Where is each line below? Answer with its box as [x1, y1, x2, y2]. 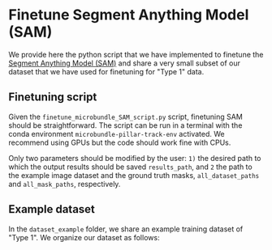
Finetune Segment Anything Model [8, 6, 249, 24]
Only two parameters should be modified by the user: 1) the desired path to [8, 153, 261, 163]
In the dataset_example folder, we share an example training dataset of [8, 224, 244, 234]
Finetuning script [8, 91, 97, 104]
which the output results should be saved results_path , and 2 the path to [8, 162, 253, 172]
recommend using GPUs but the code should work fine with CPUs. [8, 138, 231, 147]
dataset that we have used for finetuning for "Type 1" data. [8, 66, 205, 76]
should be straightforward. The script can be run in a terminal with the [8, 120, 243, 130]
